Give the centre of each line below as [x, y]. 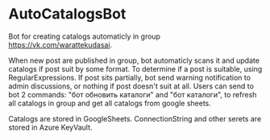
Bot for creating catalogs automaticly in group [85, 36]
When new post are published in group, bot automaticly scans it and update [134, 60]
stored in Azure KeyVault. [50, 127]
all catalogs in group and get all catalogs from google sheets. [110, 103]
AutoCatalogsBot [67, 14]
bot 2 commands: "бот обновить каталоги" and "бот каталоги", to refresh [133, 94]
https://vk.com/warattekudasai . [60, 44]
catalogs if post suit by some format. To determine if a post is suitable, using [135, 68]
